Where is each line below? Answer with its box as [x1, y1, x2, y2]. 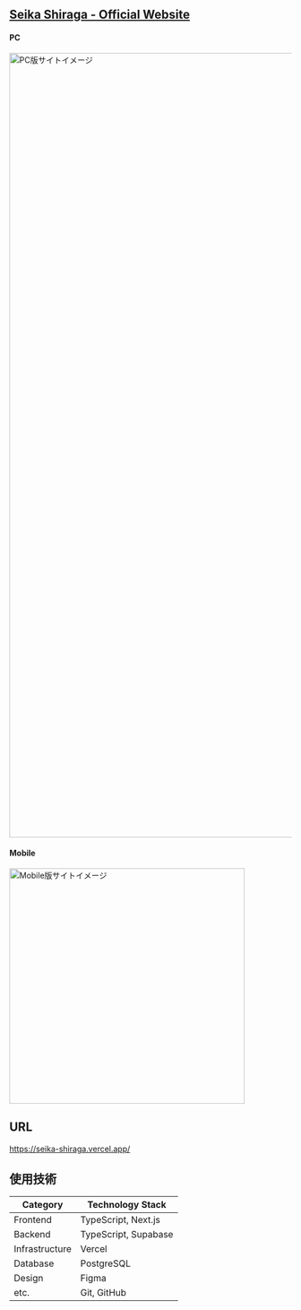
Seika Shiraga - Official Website [9, 7, 191, 22]
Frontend [13, 1214, 52, 1227]
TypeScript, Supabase [80, 1228, 174, 1241]
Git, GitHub [80, 1287, 127, 1299]
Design [13, 1272, 44, 1285]
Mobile [9, 847, 36, 859]
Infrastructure [13, 1243, 72, 1255]
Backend [13, 1228, 51, 1241]
